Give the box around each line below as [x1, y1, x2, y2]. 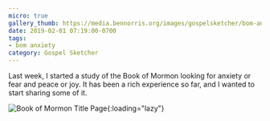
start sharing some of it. [8, 88, 88, 97]
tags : [8, 34, 27, 42]
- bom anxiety [8, 42, 56, 50]
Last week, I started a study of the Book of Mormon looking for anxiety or [8, 71, 252, 80]
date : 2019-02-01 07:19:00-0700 [8, 26, 117, 34]
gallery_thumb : [8, 19, 59, 27]
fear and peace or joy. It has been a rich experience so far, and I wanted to [8, 79, 256, 89]
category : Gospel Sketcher [8, 49, 99, 57]
